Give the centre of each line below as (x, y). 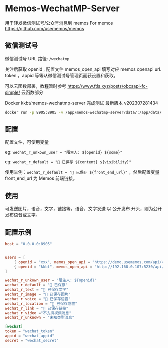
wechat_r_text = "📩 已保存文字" (37, 290)
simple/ (13, 92)
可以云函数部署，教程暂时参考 (36, 86)
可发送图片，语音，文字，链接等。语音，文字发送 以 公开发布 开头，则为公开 (84, 209)
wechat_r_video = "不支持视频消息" (38, 313)
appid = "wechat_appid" (30, 336)
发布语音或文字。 (23, 215)
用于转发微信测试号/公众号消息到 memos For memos (59, 23)
